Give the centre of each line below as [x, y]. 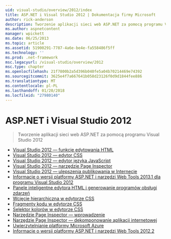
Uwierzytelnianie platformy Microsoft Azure [58, 226]
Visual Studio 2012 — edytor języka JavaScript [62, 161]
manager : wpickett [25, 34]
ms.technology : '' [25, 52]
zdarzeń [21, 193]
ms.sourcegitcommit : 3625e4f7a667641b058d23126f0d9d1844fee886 [74, 76]
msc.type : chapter [25, 67]
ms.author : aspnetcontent [33, 29]
